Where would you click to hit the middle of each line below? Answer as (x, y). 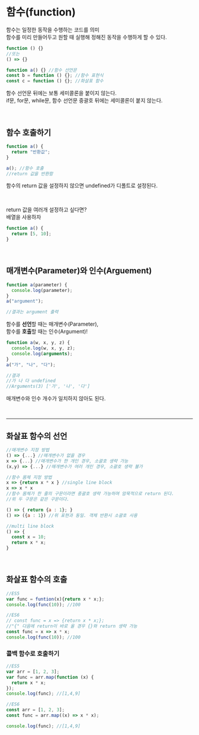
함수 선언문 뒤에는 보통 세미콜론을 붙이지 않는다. (62, 93)
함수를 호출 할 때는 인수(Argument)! (47, 332)
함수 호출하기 (29, 132)
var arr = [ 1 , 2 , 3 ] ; (33, 672)
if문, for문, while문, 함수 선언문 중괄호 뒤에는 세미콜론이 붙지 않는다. (84, 101)
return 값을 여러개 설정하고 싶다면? (46, 210)
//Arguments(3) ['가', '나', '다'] (48, 386)
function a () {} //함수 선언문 (41, 70)
